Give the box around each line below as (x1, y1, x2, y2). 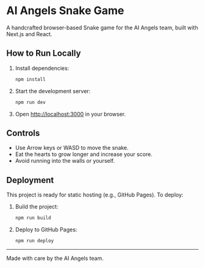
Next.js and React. (6, 30, 52, 37)
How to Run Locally (6, 48, 81, 59)
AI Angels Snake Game (6, 4, 124, 18)
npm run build (15, 215, 51, 221)
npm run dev (15, 99, 46, 105)
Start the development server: (15, 87, 91, 95)
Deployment (6, 175, 54, 185)
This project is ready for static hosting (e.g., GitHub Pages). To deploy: (6, 191, 184, 199)
